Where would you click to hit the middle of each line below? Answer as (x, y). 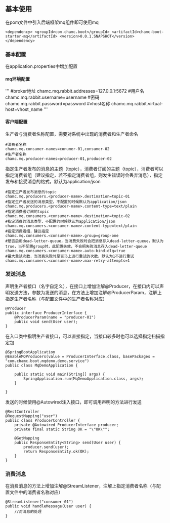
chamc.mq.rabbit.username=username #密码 (52, 97)
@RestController (22, 412)
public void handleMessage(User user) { (49, 506)
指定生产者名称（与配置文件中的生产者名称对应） (56, 299)
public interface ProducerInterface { (46, 313)
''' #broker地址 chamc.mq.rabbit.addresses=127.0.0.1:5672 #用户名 (75, 91)
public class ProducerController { (43, 420)
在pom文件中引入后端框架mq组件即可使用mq (52, 22)
